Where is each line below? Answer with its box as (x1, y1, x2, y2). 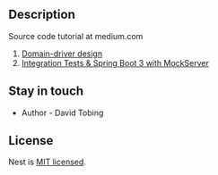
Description (8, 7, 75, 22)
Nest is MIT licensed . (8, 156, 87, 168)
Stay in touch (8, 84, 84, 99)
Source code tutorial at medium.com (8, 30, 144, 41)
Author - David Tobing (21, 107, 104, 118)
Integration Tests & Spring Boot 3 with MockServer (21, 57, 210, 68)
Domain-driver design (21, 48, 103, 59)
